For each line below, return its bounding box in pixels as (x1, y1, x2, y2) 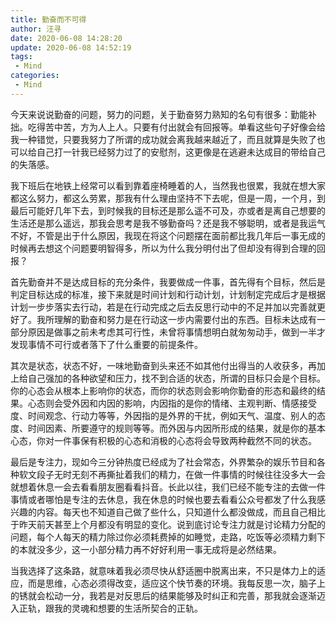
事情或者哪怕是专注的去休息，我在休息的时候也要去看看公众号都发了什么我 (10, 493, 317, 505)
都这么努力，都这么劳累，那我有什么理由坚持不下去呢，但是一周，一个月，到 (10, 192, 326, 204)
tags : (10, 52, 33, 62)
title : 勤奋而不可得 (10, 14, 87, 25)
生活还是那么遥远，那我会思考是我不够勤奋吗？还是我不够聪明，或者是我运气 (10, 217, 326, 229)
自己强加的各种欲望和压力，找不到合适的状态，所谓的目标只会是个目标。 (27, 372, 326, 384)
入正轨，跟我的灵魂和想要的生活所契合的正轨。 (10, 602, 203, 614)
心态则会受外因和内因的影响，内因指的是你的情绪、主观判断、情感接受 (27, 397, 317, 409)
